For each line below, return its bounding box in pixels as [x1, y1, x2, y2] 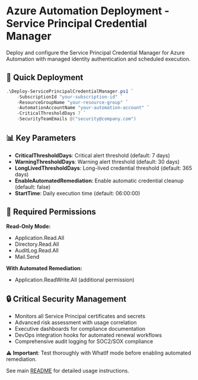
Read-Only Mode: [6, 223, 51, 230]
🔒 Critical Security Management [6, 294, 126, 304]
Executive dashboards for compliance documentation [14, 325, 146, 332]
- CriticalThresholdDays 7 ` [17, 110, 86, 116]
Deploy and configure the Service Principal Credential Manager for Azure [6, 49, 185, 56]
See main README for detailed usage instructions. [6, 367, 129, 375]
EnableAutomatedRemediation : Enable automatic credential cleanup [14, 177, 184, 184]
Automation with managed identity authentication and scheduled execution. [6, 55, 191, 62]
